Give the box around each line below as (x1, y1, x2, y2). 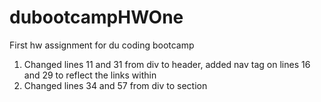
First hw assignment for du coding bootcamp (9, 39, 195, 51)
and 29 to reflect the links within (23, 69, 157, 81)
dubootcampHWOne (9, 6, 184, 29)
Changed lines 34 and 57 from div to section (23, 79, 208, 91)
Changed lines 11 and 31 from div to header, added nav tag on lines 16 (23, 58, 311, 70)
